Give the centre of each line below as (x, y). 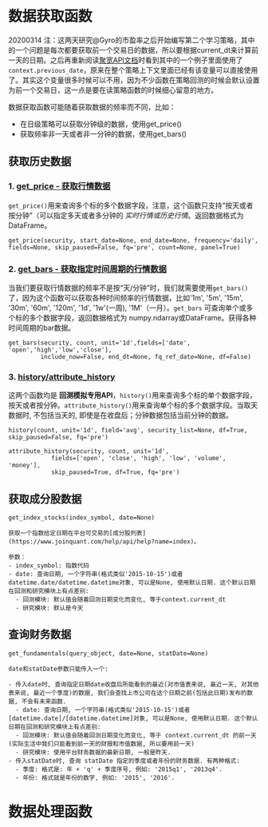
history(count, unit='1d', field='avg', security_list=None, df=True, (128, 431)
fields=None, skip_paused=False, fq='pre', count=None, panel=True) (124, 247)
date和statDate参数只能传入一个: (59, 669)
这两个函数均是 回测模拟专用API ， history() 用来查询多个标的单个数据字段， (132, 396)
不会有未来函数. (44, 701)
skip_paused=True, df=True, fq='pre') (115, 472)
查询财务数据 (40, 635)
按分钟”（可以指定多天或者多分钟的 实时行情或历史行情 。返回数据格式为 (126, 215)
